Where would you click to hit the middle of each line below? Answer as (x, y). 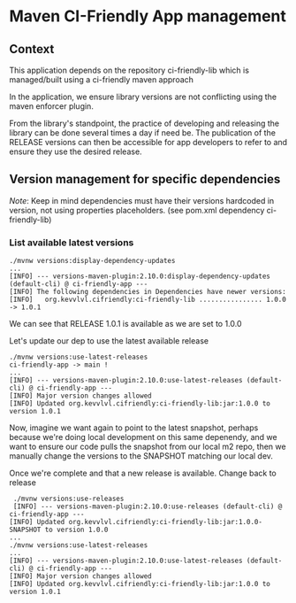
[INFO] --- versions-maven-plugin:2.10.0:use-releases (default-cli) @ (148, 506)
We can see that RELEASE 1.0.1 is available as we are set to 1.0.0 (125, 324)
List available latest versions (72, 243)
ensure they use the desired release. (76, 151)
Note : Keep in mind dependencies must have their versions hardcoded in (142, 200)
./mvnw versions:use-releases (68, 499)
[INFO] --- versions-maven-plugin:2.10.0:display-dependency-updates (140, 276)
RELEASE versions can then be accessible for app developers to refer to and (148, 142)
